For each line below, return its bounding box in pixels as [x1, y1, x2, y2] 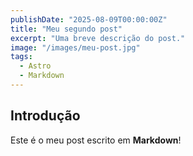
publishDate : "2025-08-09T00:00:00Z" [10, 14, 168, 25]
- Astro [19, 61, 52, 71]
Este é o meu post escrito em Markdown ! [10, 134, 182, 146]
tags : [10, 52, 33, 62]
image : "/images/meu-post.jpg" [10, 42, 141, 53]
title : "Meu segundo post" [10, 24, 123, 34]
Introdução [10, 107, 81, 125]
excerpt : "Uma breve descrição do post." [10, 33, 186, 43]
